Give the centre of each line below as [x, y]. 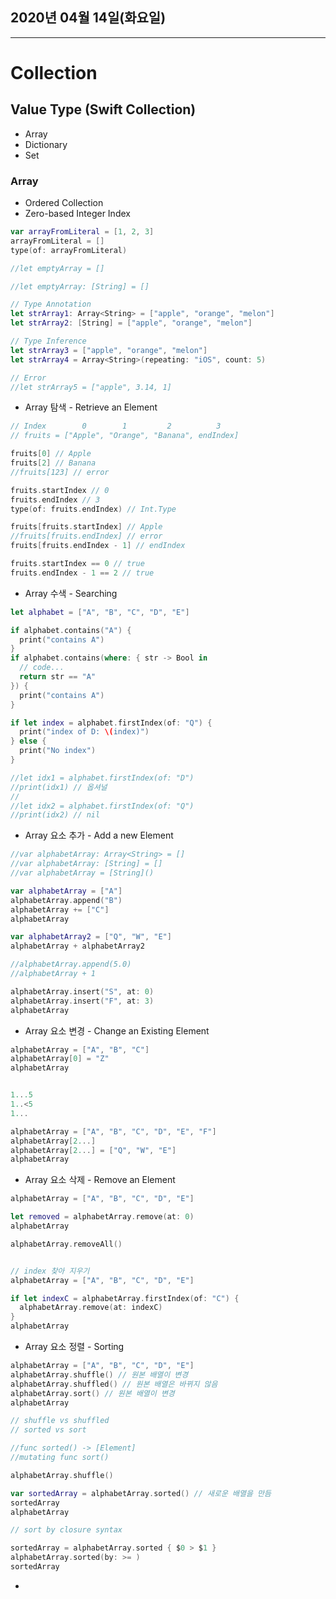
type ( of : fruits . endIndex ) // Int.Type [93, 509]
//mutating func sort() [60, 1458]
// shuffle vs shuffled [60, 1421]
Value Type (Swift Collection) [103, 109]
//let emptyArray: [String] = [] [80, 286]
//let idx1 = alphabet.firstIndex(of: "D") [102, 778]
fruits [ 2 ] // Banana [53, 463]
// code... [42, 668]
